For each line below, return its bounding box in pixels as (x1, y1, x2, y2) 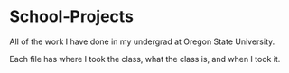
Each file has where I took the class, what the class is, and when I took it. (9, 53, 281, 64)
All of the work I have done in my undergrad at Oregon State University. (9, 36, 275, 47)
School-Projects (9, 6, 134, 27)
